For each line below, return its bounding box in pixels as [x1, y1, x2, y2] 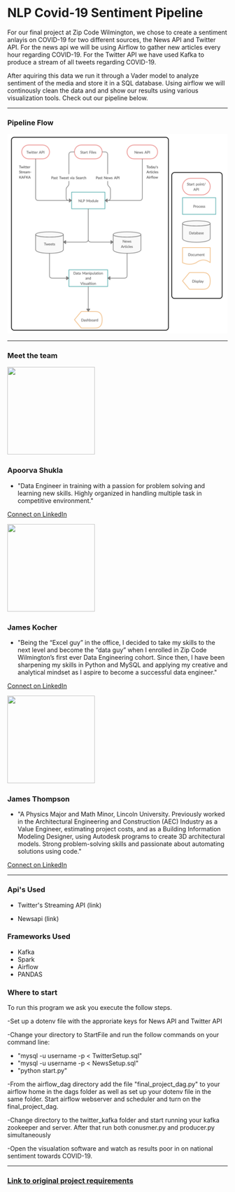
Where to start [7, 987, 58, 997]
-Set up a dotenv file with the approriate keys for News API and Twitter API [7, 1017, 222, 1025]
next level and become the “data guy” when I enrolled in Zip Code [17, 646, 207, 654]
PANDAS [17, 970, 43, 978]
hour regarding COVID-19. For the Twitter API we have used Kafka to [7, 50, 205, 59]
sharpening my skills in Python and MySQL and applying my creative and [17, 660, 228, 669]
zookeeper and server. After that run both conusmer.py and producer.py [7, 1123, 215, 1132]
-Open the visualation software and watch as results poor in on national [7, 1144, 213, 1153]
